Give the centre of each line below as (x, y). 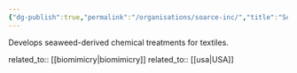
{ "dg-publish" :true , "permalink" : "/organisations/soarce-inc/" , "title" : (143, 17)
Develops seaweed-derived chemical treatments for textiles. (119, 42)
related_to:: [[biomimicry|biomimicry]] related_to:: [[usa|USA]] (121, 59)
